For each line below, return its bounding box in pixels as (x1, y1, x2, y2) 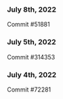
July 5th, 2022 (7, 38, 56, 47)
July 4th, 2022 (7, 70, 57, 79)
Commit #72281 (7, 85, 51, 94)
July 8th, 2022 (7, 5, 56, 14)
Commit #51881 (7, 20, 50, 29)
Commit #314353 (7, 53, 56, 61)
